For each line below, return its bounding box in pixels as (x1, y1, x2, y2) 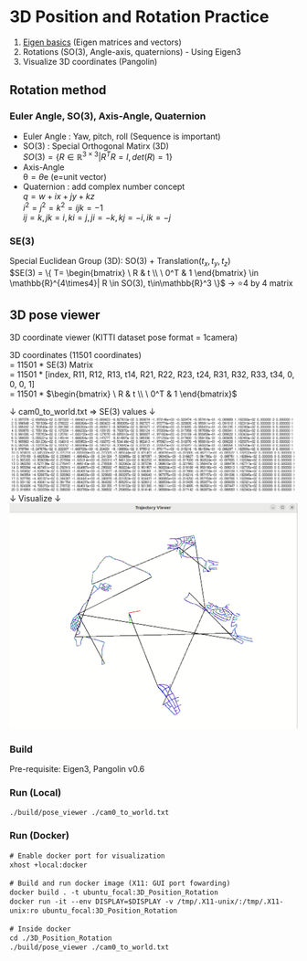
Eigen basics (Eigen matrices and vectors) (22, 37, 183, 48)
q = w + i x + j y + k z (22, 191, 96, 202)
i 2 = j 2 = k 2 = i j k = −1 (22, 201, 103, 213)
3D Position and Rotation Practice (9, 6, 270, 27)
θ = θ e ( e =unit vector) (22, 172, 107, 183)
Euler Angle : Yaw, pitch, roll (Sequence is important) (22, 131, 221, 142)
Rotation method (9, 82, 107, 98)
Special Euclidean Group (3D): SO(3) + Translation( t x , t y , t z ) (9, 256, 231, 269)
